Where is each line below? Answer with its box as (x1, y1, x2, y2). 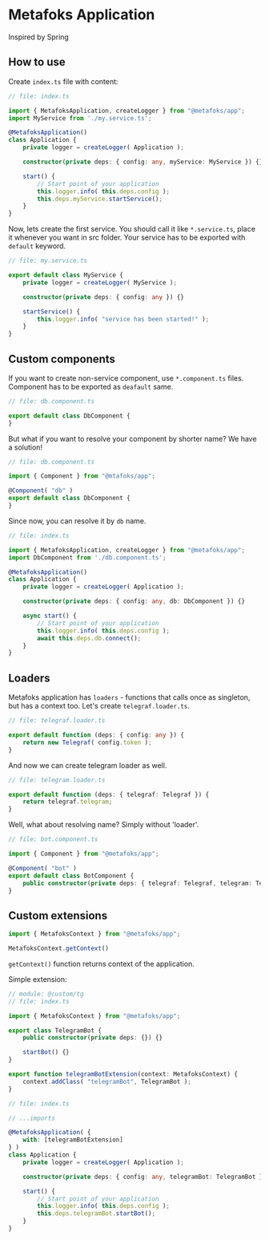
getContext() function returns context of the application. (8, 959, 195, 968)
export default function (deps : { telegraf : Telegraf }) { (8, 790, 210, 798)
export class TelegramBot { (8, 1026, 102, 1035)
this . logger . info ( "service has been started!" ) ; (37, 315, 210, 323)
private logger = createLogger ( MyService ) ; (22, 278, 178, 286)
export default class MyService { (8, 271, 124, 279)
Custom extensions (8, 908, 108, 923)
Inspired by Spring (8, 32, 70, 42)
